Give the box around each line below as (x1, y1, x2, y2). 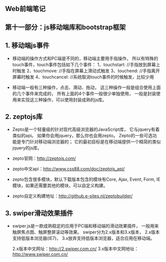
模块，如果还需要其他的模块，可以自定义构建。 (12, 183, 108, 188)
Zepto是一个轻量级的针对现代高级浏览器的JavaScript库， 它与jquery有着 (12, 126, 160, 132)
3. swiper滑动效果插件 (5, 209, 74, 217)
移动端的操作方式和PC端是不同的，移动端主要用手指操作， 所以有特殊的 (12, 55, 158, 61)
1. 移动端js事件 (5, 41, 49, 50)
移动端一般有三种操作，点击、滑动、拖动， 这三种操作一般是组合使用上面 (12, 84, 161, 90)
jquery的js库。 (12, 145, 42, 151)
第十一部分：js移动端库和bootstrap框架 (5, 23, 126, 31)
